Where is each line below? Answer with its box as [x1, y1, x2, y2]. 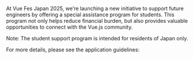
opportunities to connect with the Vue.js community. [6, 23, 133, 30]
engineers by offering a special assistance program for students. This [6, 11, 175, 18]
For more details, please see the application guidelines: [6, 46, 140, 53]
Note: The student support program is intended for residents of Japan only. [6, 35, 189, 41]
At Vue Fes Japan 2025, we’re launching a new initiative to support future [6, 5, 184, 12]
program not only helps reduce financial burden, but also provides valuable [6, 18, 188, 24]
